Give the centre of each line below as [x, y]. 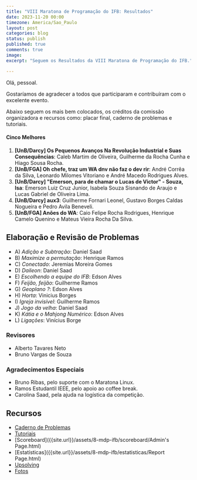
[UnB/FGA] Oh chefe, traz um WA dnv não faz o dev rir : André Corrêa [99, 169]
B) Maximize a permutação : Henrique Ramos [69, 258]
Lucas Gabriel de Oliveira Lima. [52, 194]
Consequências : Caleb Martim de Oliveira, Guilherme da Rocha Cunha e [102, 157]
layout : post [22, 28]
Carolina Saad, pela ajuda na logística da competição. [79, 395]
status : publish [26, 39]
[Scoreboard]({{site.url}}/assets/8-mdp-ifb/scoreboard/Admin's [92, 440]
